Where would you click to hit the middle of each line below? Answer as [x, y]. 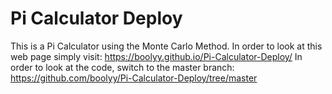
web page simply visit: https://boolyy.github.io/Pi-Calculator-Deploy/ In [156, 56]
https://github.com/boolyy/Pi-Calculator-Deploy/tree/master [134, 78]
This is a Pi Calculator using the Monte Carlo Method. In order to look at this [166, 46]
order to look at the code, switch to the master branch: [122, 67]
